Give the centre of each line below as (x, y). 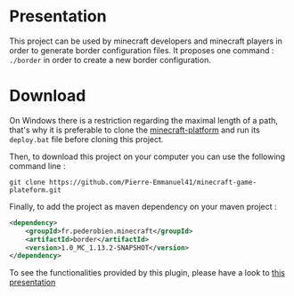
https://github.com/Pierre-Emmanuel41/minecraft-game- (152, 182)
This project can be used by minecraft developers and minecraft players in (146, 41)
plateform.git (36, 190)
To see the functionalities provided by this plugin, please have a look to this (147, 273)
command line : (37, 165)
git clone (28, 182)
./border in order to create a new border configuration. (110, 60)
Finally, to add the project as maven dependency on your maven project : (143, 206)
